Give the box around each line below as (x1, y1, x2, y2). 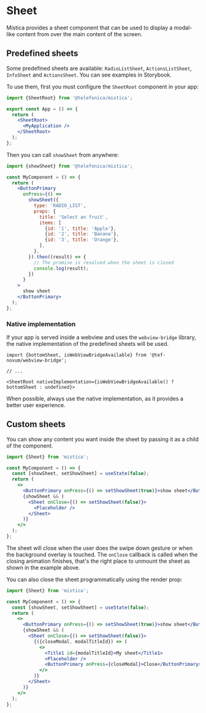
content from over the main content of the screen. (16, 30, 143, 37)
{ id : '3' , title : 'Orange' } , (45, 237, 120, 243)
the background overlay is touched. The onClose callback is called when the (6, 551, 198, 558)
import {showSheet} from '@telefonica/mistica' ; (6, 163, 133, 169)
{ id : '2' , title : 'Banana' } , (45, 231, 120, 237)
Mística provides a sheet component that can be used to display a (6, 24, 173, 31)
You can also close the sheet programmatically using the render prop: (6, 576, 183, 583)
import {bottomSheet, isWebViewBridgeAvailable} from (6, 352, 147, 358)
